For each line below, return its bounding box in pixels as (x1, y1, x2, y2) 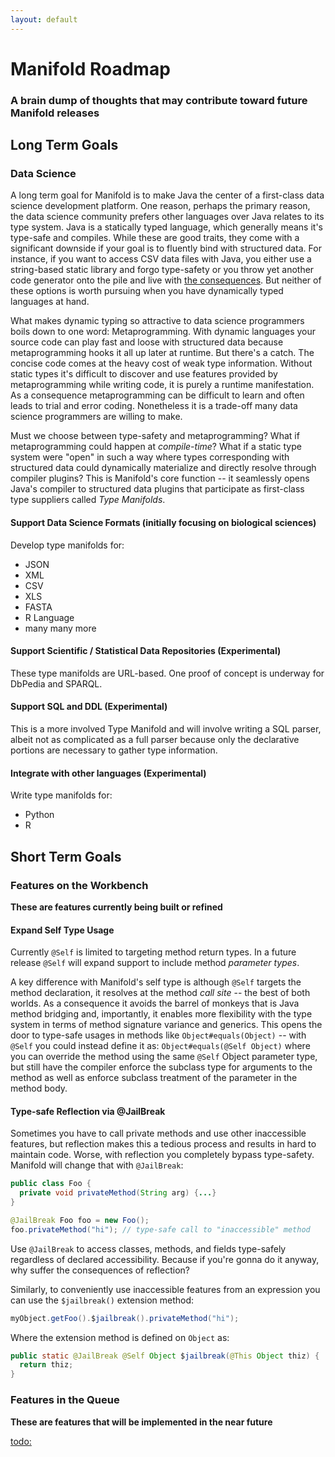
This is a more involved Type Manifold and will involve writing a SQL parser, (10, 723, 322, 735)
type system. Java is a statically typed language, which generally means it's (10, 221, 323, 233)
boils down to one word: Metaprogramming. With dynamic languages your (10, 326, 317, 338)
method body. (10, 1082, 68, 1095)
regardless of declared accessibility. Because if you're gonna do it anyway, (10, 1253, 320, 1265)
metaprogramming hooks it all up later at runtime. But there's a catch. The (10, 347, 315, 359)
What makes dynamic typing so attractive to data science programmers (10, 315, 305, 327)
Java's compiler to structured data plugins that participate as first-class (10, 483, 305, 495)
